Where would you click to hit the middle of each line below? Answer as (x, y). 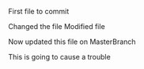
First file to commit (39, 11)
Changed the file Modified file (57, 26)
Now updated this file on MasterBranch (72, 42)
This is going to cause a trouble (59, 57)
